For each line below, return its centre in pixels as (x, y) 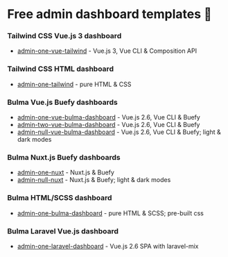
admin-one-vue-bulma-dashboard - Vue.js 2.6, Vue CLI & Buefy (109, 117)
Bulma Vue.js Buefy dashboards (62, 102)
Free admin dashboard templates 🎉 (110, 14)
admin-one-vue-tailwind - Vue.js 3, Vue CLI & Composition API (107, 51)
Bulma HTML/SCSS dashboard (60, 198)
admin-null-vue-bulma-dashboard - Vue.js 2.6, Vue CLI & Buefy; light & (119, 132)
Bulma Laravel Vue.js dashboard (63, 231)
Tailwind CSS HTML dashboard (61, 69)
